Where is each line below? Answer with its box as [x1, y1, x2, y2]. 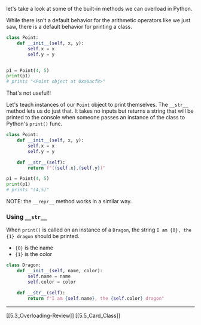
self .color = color [28, 279, 77, 285]
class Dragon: [6, 262, 42, 269]
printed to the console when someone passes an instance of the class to [6, 114, 185, 121]
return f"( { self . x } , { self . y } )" [28, 165, 106, 171]
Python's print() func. [6, 120, 63, 128]
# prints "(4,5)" [6, 187, 50, 193]
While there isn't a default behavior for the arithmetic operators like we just [6, 17, 191, 23]
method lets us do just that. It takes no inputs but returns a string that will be [6, 107, 194, 115]
